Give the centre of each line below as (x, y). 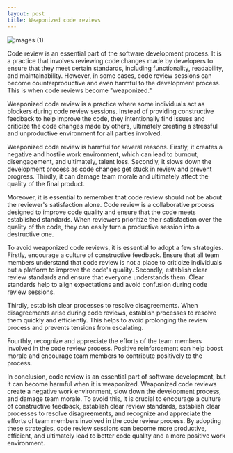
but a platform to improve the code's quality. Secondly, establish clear (107, 270)
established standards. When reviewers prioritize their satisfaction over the (115, 219)
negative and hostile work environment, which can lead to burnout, (103, 154)
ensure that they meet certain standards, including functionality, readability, (115, 68)
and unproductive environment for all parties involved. (85, 133)
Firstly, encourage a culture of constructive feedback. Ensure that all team (113, 255)
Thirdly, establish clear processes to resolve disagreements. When (103, 305)
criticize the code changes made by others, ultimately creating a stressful (112, 126)
